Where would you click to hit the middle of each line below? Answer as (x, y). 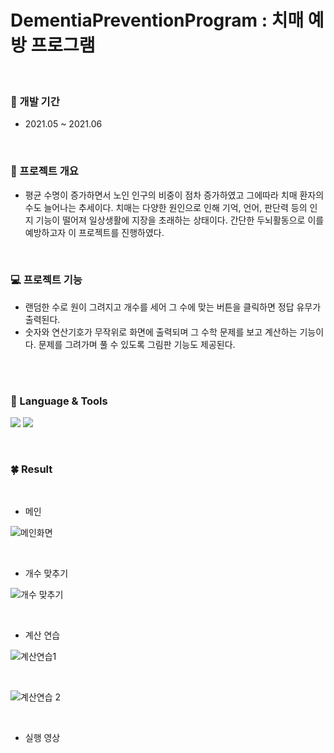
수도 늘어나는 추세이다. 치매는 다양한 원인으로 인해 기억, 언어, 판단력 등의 (166, 207)
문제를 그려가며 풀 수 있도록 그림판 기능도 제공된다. (137, 344)
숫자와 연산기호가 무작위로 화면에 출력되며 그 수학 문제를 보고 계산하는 (161, 332)
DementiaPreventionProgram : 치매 (157, 20)
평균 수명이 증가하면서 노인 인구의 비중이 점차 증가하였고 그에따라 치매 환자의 (174, 195)
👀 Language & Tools (59, 401)
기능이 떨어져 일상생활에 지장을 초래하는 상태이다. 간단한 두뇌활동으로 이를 (180, 220)
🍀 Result (31, 469)
